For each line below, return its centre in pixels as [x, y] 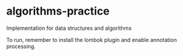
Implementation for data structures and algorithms [69, 28]
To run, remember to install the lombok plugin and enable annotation [91, 40]
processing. [21, 46]
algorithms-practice [58, 11]
